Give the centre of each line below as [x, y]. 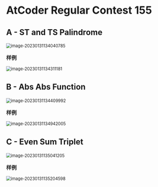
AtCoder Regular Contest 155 [79, 10]
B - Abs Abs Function [46, 87]
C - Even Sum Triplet [45, 142]
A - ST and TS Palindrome [54, 32]
